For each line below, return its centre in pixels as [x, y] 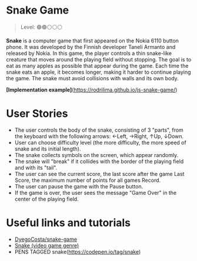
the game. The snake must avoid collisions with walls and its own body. [93, 78]
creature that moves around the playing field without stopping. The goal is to [99, 59]
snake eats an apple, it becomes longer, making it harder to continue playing [98, 72]
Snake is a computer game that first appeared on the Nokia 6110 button [93, 40]
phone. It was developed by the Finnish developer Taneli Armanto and [91, 47]
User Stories [37, 114]
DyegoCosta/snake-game [46, 239]
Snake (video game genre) [47, 245]
